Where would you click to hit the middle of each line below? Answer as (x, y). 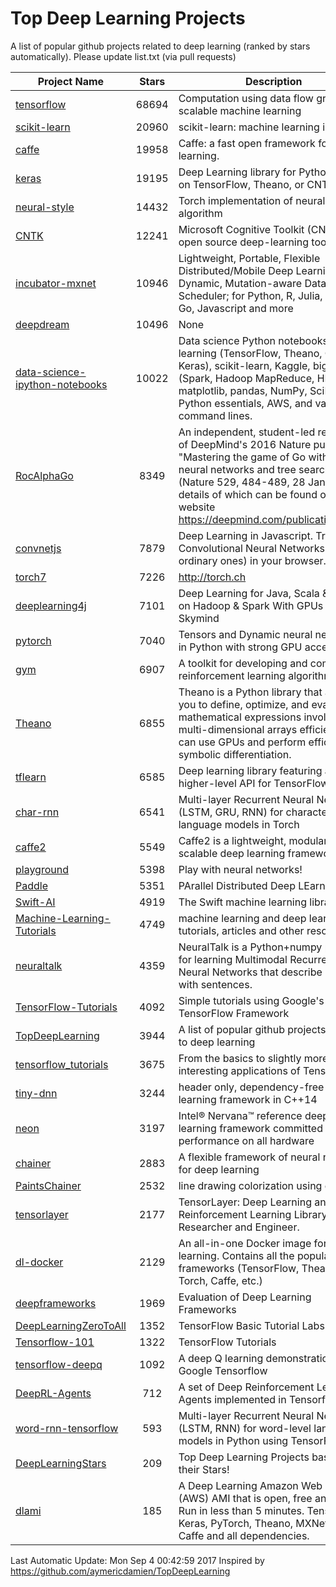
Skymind (199, 618)
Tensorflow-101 (55, 1342)
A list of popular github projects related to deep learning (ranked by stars (160, 46)
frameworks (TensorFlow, (239, 1268)
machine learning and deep (242, 918)
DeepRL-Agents (53, 1393)
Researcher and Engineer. (239, 1227)
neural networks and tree (237, 469)
